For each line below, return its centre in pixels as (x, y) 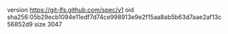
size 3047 (48, 24)
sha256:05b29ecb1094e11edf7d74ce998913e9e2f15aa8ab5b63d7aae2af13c (114, 17)
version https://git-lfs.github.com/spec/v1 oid (71, 10)
